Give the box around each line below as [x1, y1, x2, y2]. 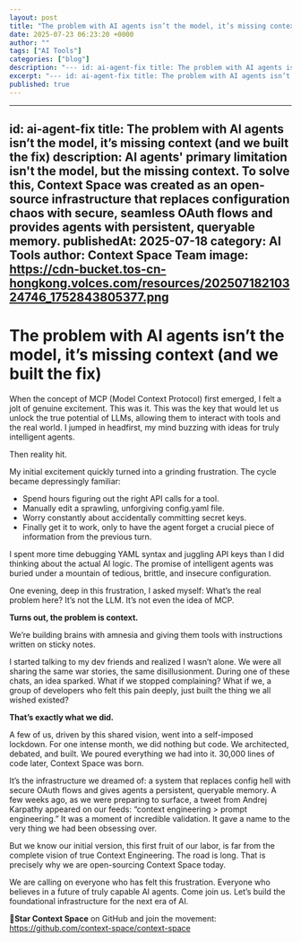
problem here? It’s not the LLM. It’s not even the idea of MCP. [9, 594, 235, 606]
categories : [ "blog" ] [9, 55, 90, 64]
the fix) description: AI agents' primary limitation [9, 150, 288, 165]
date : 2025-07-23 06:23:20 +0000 [9, 30, 134, 39]
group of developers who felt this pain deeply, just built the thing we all [9, 685, 271, 695]
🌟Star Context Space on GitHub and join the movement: [9, 912, 217, 924]
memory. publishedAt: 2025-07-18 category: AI [9, 234, 282, 249]
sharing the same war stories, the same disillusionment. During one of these [9, 666, 290, 676]
